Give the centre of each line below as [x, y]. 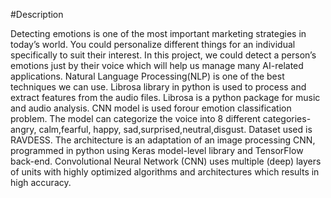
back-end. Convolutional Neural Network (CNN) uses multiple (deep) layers [166, 161]
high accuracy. [41, 182]
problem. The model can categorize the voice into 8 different [135, 118]
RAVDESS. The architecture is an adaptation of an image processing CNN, [163, 140]
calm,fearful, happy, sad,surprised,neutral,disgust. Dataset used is [175, 129]
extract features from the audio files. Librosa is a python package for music [165, 97]
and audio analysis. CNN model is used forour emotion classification [151, 108]
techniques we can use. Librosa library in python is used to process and [158, 87]
